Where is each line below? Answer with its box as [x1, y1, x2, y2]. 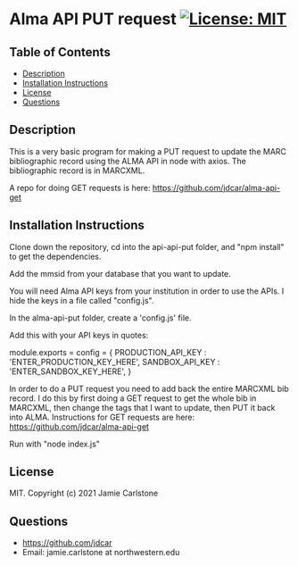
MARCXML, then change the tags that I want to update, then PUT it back [9, 402, 276, 412]
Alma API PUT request [9, 9, 177, 29]
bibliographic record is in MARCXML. [9, 165, 145, 176]
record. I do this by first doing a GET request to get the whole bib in [9, 393, 257, 404]
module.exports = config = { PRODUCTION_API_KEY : [9, 346, 207, 357]
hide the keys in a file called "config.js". [9, 295, 154, 305]
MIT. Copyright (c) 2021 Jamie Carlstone [9, 487, 159, 499]
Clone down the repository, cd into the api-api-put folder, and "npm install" [9, 241, 285, 252]
